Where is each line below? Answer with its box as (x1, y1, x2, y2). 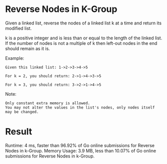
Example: (5, 55, 24, 61)
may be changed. (5, 109, 39, 114)
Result (5, 126, 32, 138)
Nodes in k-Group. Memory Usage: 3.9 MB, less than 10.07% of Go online (5, 148, 156, 154)
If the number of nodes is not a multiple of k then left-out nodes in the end (5, 40, 158, 46)
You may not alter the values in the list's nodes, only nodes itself (5, 105, 155, 110)
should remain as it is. (5, 45, 50, 51)
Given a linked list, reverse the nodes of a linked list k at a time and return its (5, 20, 162, 26)
